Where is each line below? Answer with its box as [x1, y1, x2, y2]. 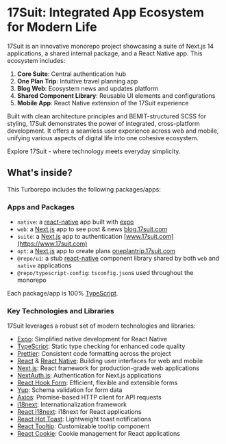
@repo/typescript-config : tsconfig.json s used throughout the [16, 269, 194, 277]
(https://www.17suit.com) [16, 239, 88, 248]
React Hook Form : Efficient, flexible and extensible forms [16, 378, 178, 387]
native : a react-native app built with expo [16, 218, 134, 226]
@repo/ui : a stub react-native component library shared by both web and [16, 254, 220, 263]
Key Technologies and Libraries [7, 306, 114, 315]
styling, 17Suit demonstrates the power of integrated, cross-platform [7, 119, 200, 127]
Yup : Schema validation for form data [16, 386, 123, 394]
